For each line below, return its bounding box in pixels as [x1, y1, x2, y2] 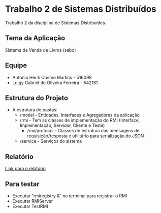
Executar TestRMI [12, 203, 48, 209]
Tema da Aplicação [5, 34, 65, 42]
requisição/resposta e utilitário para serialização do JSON [27, 133, 144, 139]
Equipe [5, 61, 27, 70]
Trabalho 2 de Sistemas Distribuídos [5, 3, 157, 15]
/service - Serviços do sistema [19, 138, 82, 144]
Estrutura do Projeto [5, 93, 68, 102]
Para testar [5, 180, 40, 188]
